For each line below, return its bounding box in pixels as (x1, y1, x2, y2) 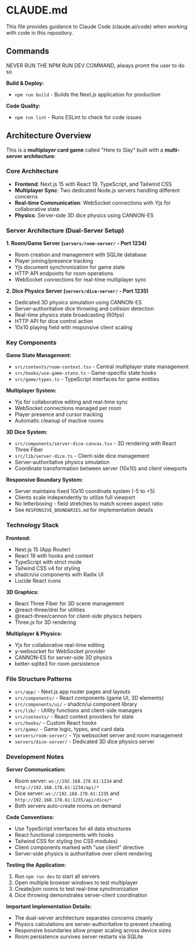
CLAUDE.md (6, 4, 68, 17)
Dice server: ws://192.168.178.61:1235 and (14, 790, 119, 797)
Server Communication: (6, 766, 66, 773)
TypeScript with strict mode (14, 558, 82, 565)
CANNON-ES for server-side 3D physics (14, 653, 113, 661)
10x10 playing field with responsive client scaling (14, 324, 133, 331)
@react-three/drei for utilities (14, 606, 85, 613)
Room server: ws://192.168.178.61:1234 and (14, 777, 123, 784)
